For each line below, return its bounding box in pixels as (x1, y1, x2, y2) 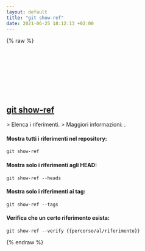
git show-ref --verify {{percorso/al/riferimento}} (6, 228, 140, 234)
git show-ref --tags (6, 201, 59, 208)
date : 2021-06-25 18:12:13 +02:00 (6, 20, 94, 26)
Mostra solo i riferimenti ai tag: (6, 188, 86, 195)
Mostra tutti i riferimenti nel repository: (6, 135, 108, 142)
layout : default (6, 9, 48, 15)
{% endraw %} (6, 239, 44, 245)
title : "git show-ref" (6, 15, 64, 21)
